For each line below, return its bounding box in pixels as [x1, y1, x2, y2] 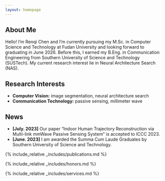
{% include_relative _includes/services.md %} [5, 171, 99, 177]
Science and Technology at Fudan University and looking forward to [5, 44, 145, 50]
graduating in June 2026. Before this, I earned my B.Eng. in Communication [5, 49, 160, 55]
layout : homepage [5, 7, 41, 12]
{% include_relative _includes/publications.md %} [5, 151, 107, 157]
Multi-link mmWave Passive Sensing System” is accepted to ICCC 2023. [12, 131, 161, 137]
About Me [5, 26, 36, 34]
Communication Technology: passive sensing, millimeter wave [12, 98, 143, 104]
